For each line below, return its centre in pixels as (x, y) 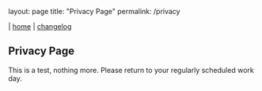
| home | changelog (40, 26)
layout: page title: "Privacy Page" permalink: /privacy (94, 11)
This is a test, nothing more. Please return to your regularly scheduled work (131, 70)
